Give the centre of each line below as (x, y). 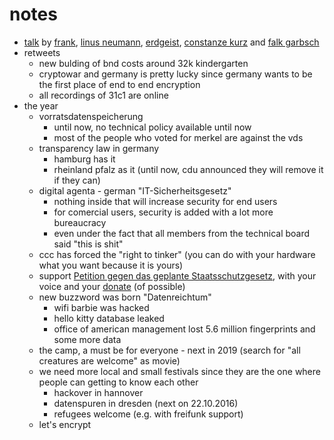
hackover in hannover (98, 392)
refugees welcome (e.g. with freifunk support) (148, 414)
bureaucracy (80, 222)
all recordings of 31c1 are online (103, 95)
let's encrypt (65, 424)
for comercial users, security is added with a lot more (163, 212)
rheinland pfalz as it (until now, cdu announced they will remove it (188, 169)
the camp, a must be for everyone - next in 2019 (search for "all (169, 350)
